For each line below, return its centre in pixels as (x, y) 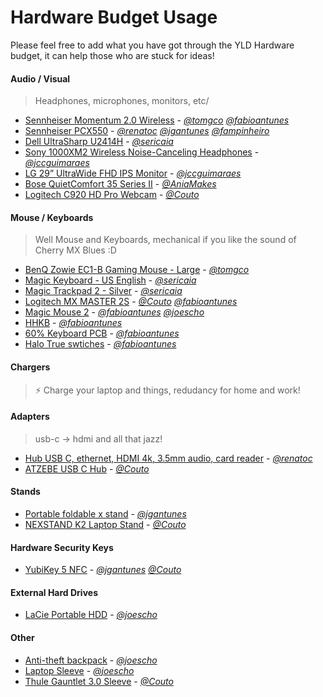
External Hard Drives (54, 592)
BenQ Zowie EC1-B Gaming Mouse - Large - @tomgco (137, 270)
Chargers (30, 367)
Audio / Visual (40, 78)
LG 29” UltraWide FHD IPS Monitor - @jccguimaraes (133, 173)
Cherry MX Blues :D (75, 250)
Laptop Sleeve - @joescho (79, 670)
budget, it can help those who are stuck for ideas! (112, 55)
